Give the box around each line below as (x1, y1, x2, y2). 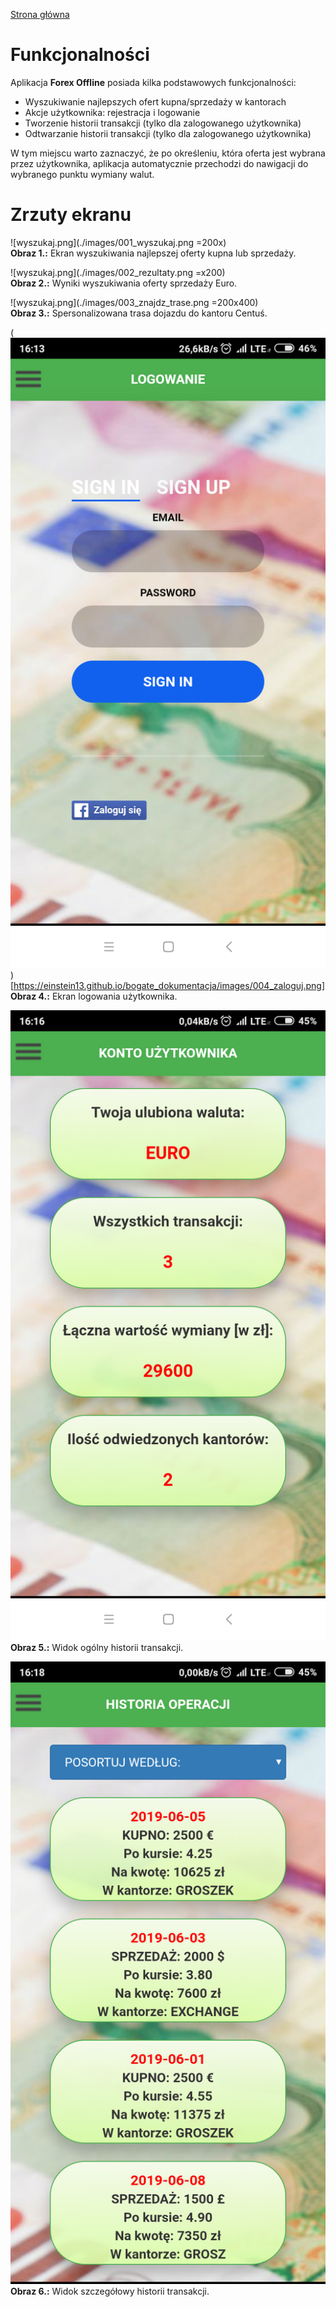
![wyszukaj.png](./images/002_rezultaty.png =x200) (10, 266, 226, 278)
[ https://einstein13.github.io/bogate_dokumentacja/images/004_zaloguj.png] (10, 979, 325, 991)
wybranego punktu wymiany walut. (10, 168, 155, 180)
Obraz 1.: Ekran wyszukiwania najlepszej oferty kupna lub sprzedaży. (10, 247, 297, 259)
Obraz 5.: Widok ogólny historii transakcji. (10, 1641, 184, 1653)
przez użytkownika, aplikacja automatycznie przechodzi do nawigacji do (10, 157, 309, 169)
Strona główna (10, 9, 70, 20)
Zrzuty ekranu (10, 204, 132, 226)
